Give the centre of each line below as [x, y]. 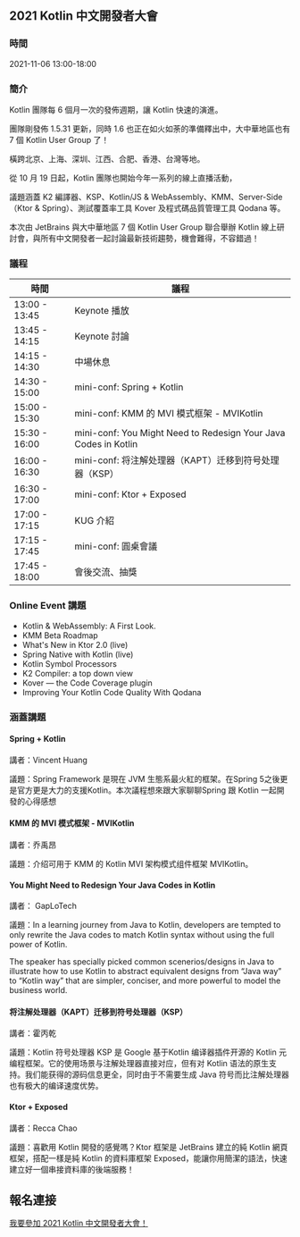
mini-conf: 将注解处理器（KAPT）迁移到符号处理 [177, 460]
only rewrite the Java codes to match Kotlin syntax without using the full [142, 935]
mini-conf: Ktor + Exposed [130, 494]
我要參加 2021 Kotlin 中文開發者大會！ [79, 1224]
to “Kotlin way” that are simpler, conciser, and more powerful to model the [145, 980]
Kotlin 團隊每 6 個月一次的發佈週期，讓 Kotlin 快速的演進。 [116, 109]
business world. [38, 990]
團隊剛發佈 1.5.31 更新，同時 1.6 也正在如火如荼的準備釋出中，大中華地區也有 [150, 129]
